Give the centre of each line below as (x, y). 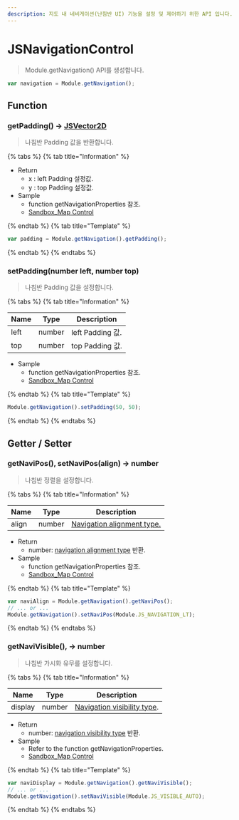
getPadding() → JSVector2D (57, 125)
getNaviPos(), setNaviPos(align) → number (83, 464)
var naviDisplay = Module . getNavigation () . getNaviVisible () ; (100, 783)
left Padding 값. (96, 333)
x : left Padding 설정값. (61, 179)
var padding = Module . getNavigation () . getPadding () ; (87, 239)
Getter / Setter (40, 443)
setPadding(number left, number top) (73, 271)
